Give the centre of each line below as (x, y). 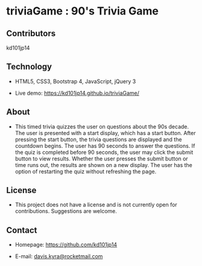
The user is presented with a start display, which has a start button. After (105, 133)
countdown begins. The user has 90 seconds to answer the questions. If (105, 145)
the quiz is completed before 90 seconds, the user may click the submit (104, 152)
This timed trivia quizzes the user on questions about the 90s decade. (102, 126)
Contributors (31, 33)
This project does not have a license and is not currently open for (96, 205)
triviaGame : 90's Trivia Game (82, 11)
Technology (29, 67)
